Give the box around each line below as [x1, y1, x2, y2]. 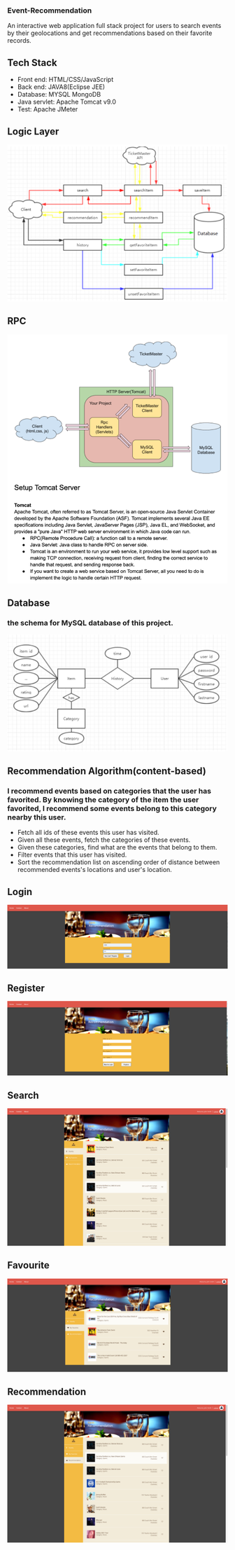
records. [7, 36, 31, 45]
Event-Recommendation [7, 6, 92, 15]
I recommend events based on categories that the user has [7, 786, 212, 796]
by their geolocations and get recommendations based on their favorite [7, 29, 213, 37]
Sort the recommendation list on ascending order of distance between [17, 858, 220, 866]
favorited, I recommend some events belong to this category [7, 803, 217, 813]
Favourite [7, 1259, 50, 1271]
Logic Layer [7, 125, 59, 137]
